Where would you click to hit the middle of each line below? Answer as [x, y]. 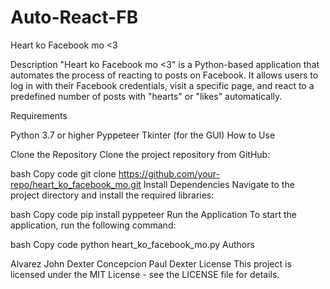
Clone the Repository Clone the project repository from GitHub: [140, 154]
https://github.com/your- [169, 173]
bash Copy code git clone [63, 173]
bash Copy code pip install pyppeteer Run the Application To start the [153, 214]
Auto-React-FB [74, 17]
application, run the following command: [93, 225]
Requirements [39, 115]
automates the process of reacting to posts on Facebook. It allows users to [164, 75]
